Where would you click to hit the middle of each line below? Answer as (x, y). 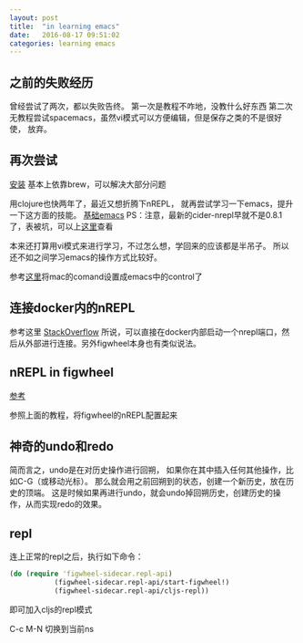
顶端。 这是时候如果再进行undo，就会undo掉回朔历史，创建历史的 (149, 493)
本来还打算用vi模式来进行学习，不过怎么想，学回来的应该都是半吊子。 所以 (149, 245)
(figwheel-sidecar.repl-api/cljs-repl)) (131, 591)
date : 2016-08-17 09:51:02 (65, 35)
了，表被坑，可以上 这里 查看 (61, 226)
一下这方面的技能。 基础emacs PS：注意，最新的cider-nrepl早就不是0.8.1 (146, 214)
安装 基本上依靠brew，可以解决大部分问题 (88, 184)
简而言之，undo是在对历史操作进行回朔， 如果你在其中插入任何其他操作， (148, 470)
